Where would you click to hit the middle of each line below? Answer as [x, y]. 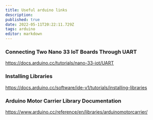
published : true [23, 19]
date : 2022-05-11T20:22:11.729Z [40, 24]
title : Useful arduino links [36, 10]
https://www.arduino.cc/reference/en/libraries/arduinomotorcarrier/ [76, 112]
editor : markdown [24, 34]
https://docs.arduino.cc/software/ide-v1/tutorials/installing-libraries [76, 87]
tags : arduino [20, 29]
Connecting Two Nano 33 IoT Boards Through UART [71, 52]
